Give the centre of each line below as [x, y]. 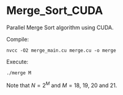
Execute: [17, 62]
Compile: [18, 39]
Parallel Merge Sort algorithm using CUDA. [60, 27]
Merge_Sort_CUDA [55, 11]
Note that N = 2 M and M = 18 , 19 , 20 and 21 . [62, 85]
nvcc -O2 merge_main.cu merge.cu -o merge [61, 50]
